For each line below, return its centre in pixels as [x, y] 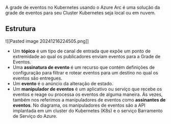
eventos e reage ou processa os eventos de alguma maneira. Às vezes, [88, 94]
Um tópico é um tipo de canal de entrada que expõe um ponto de [81, 51]
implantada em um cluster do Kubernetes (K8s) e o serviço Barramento [88, 110]
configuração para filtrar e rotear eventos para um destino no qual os [85, 72]
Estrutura [21, 29]
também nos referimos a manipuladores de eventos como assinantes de [89, 100]
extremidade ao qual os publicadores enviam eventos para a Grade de [87, 56]
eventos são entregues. [38, 78]
